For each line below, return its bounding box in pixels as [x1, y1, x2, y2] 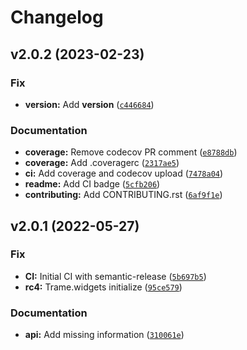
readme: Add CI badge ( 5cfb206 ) [24, 178, 161, 190]
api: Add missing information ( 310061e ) [24, 329, 185, 341]
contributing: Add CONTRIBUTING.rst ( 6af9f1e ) [24, 189, 223, 201]
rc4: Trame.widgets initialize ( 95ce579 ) [24, 281, 183, 293]
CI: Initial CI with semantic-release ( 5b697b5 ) [24, 270, 207, 282]
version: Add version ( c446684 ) [24, 98, 155, 110]
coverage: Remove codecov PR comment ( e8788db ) [24, 146, 238, 158]
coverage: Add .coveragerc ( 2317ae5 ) [24, 157, 180, 169]
